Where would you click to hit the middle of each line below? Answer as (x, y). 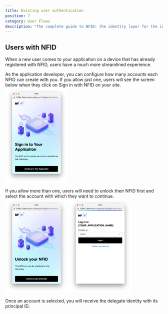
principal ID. (17, 306)
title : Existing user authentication (44, 10)
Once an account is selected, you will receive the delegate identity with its (81, 300)
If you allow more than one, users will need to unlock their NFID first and (79, 191)
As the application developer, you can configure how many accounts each (81, 74)
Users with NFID (31, 47)
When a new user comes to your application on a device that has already (80, 59)
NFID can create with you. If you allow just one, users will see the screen (80, 79)
